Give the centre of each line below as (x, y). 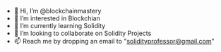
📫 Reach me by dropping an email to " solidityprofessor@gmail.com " (114, 41)
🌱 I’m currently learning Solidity (60, 26)
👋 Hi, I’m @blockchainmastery (58, 11)
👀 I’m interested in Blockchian (57, 18)
